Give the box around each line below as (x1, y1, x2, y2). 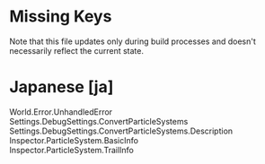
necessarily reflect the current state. (9, 45, 144, 56)
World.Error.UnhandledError (9, 106, 113, 117)
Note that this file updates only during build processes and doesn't (9, 36, 256, 47)
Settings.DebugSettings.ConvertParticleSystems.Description (9, 125, 234, 136)
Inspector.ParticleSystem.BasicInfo (9, 134, 139, 145)
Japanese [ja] (9, 77, 114, 98)
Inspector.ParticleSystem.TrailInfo (9, 144, 135, 155)
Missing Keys (9, 6, 112, 27)
